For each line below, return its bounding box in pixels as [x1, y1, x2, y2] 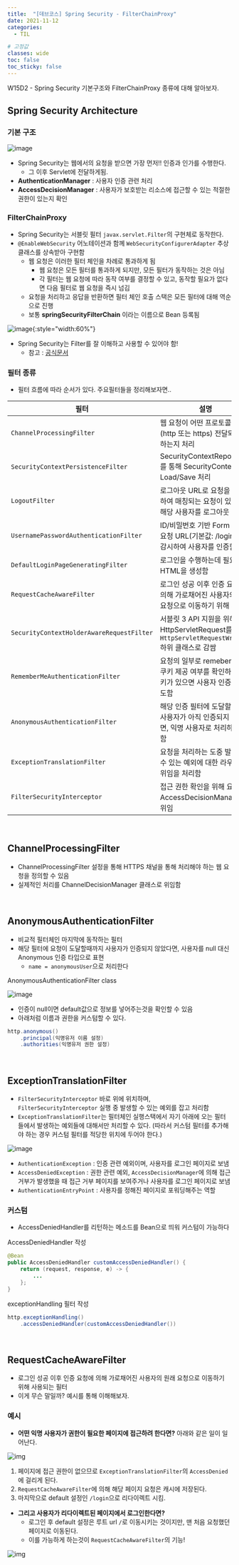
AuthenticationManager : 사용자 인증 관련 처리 [17, 176, 153, 186]
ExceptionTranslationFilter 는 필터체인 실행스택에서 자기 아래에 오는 [17, 1113, 213, 1121]
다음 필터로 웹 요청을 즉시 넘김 [46, 283, 130, 292]
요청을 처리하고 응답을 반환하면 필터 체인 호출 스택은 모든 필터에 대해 [28, 292, 218, 300]
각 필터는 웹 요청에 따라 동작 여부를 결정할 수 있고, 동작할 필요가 [38, 274, 216, 283]
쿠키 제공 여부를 [159, 667, 210, 677]
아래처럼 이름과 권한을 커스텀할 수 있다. [17, 1013, 127, 1022]
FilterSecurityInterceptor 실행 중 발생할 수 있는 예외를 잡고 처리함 [17, 1103, 210, 1112]
